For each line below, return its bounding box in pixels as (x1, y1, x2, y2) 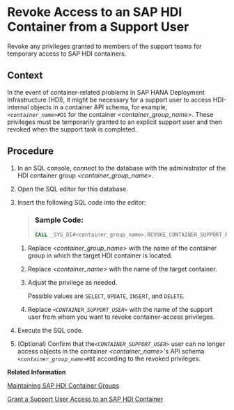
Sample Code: (34, 215, 84, 225)
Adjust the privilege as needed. (27, 278, 118, 286)
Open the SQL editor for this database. (17, 184, 129, 193)
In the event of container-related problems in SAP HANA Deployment (7, 88, 205, 96)
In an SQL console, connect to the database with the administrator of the (17, 164, 226, 172)
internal (7, 102, 29, 111)
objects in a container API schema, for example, (30, 102, 168, 111)
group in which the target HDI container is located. (27, 251, 173, 260)
